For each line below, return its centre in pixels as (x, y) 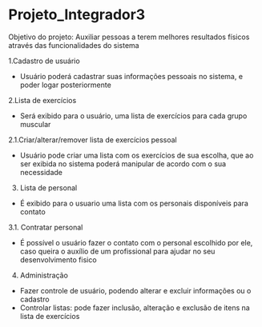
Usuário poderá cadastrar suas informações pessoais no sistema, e (131, 76)
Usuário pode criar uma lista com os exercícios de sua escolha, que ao (137, 155)
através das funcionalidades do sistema (74, 45)
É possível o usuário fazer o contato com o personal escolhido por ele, (136, 242)
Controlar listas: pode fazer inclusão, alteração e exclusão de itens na (135, 307)
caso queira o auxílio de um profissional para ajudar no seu (117, 251)
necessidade (41, 172)
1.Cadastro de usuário (44, 61)
